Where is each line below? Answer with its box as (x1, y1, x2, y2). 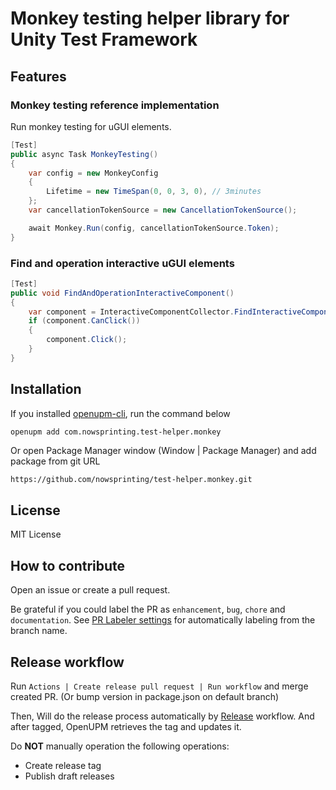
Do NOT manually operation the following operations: (10, 740, 230, 752)
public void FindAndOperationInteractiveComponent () (10, 288, 235, 298)
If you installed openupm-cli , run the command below (10, 407, 231, 419)
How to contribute (10, 557, 126, 574)
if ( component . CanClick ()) (28, 316, 141, 326)
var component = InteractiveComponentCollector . (28, 307, 235, 317)
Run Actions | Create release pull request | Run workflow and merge (10, 680, 309, 692)
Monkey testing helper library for (10, 7, 290, 30)
